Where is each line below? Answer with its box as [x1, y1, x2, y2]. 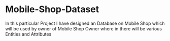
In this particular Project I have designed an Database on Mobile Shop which [5, 20, 165, 26]
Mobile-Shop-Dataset [5, 4, 99, 15]
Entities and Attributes [5, 31, 52, 37]
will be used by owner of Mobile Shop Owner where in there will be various [5, 25, 162, 31]
